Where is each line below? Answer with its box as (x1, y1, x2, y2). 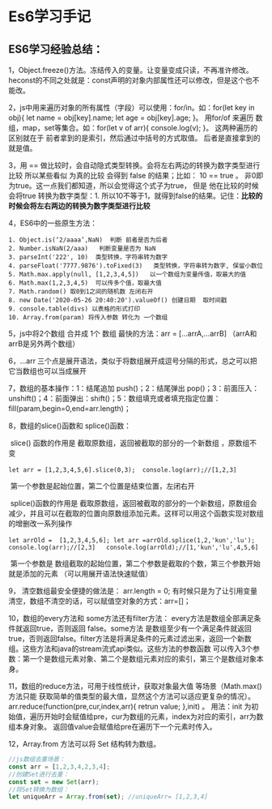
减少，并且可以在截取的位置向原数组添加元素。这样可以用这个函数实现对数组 (8, 508, 264, 518)
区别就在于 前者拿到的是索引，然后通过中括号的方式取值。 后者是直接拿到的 (8, 133, 261, 143)
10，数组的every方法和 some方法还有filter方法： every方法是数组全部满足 (8, 614, 254, 623)
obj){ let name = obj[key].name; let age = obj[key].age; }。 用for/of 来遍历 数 (8, 113, 263, 122)
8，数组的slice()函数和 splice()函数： (8, 421, 132, 430)
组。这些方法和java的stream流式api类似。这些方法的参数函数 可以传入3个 (8, 644, 253, 653)
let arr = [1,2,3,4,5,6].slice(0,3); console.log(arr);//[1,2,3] (8, 466, 237, 474)
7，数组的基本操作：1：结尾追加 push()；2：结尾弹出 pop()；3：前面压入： (8, 383, 260, 393)
